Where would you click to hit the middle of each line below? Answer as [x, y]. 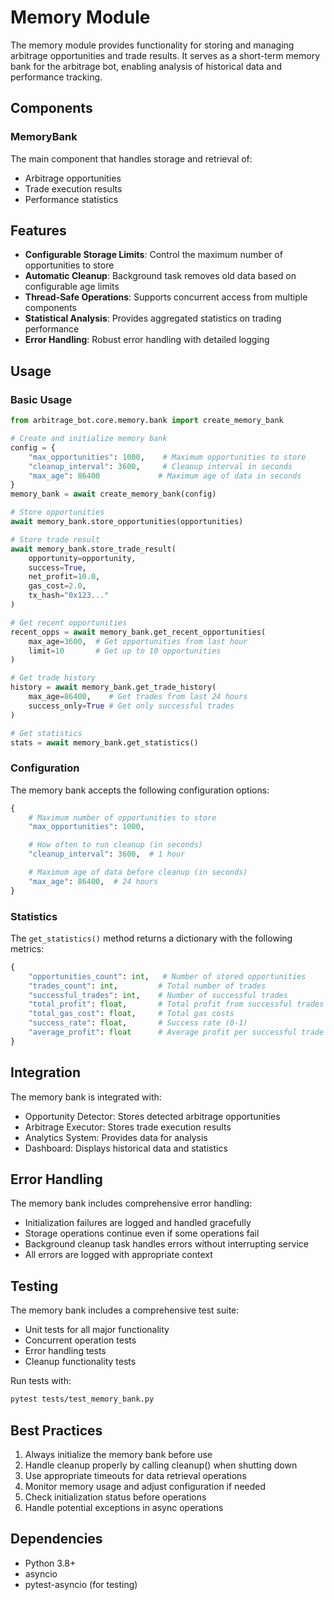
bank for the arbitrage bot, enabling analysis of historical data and [146, 66]
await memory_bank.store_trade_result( [93, 549]
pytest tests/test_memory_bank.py [82, 1399]
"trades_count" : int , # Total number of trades [147, 986]
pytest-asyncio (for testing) [81, 1584]
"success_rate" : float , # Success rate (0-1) [138, 1023]
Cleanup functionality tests [80, 1362]
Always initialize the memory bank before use [118, 1454]
